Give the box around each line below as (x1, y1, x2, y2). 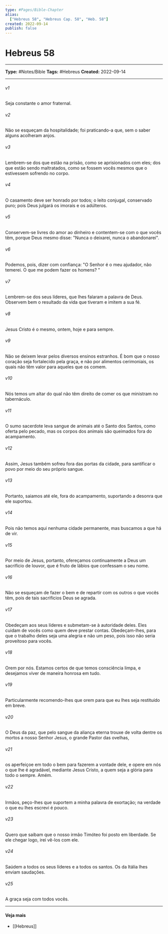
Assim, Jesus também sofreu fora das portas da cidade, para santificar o (5, 461, 155, 467)
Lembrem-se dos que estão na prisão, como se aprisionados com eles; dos (5, 160, 161, 166)
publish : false (5, 26, 37, 31)
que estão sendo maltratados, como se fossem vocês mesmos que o (5, 165, 147, 171)
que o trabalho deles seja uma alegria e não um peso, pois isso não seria (5, 632, 155, 638)
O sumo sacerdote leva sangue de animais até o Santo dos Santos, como (5, 423, 156, 429)
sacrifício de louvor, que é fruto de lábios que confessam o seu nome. (5, 563, 149, 569)
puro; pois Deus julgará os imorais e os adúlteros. (5, 202, 107, 208)
